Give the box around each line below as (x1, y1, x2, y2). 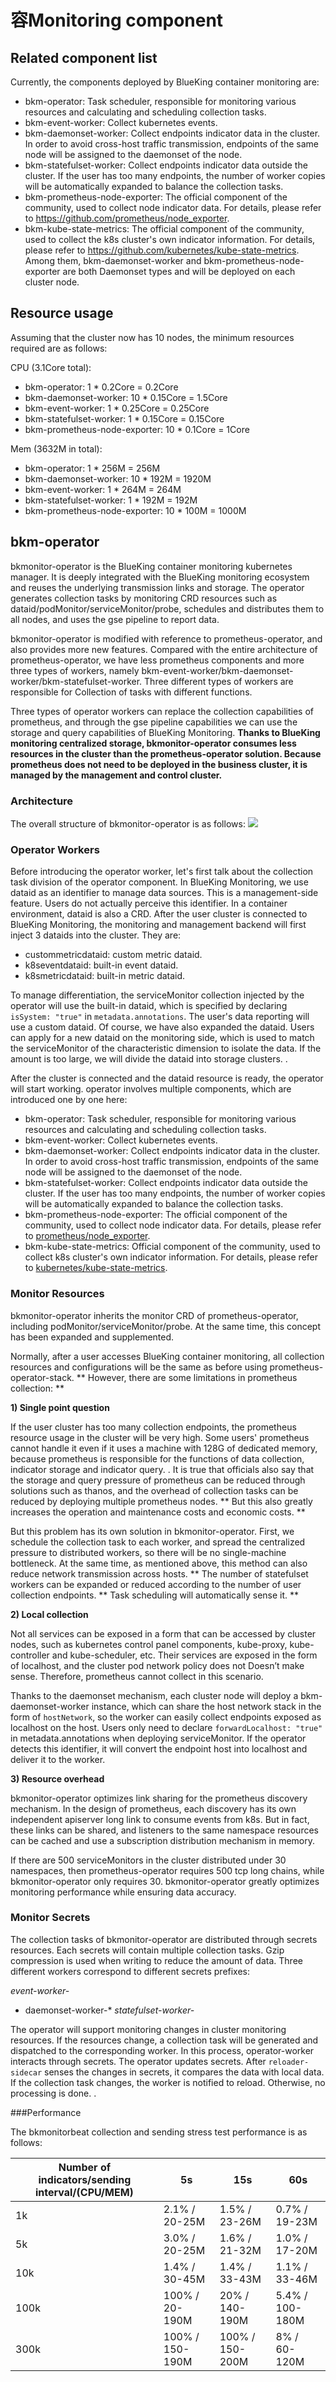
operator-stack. (10, 1371, 75, 1383)
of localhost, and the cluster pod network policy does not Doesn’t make (10, 1659, 305, 1671)
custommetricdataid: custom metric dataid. (24, 949, 203, 961)
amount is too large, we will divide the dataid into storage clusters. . (10, 1053, 288, 1065)
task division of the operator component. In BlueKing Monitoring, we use (10, 876, 309, 888)
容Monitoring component (10, 9, 224, 32)
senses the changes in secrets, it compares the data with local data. (44, 2066, 325, 2078)
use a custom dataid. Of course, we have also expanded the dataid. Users (10, 1021, 315, 1033)
